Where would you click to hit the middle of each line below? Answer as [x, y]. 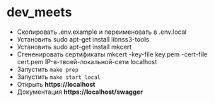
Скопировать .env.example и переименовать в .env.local [101, 32]
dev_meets [39, 12]
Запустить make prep [47, 69]
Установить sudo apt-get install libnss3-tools [83, 39]
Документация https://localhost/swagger [80, 92]
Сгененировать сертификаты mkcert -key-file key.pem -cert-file [112, 54]
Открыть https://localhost [56, 84]
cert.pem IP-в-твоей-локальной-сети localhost [87, 61]
